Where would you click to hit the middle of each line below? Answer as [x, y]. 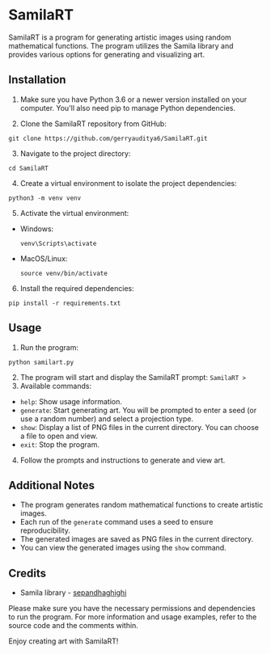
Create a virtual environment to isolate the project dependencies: [128, 183]
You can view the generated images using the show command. [123, 548]
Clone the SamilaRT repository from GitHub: [93, 124]
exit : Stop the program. [59, 444]
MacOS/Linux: [44, 258]
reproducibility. [45, 530]
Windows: [37, 229]
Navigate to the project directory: [75, 153]
